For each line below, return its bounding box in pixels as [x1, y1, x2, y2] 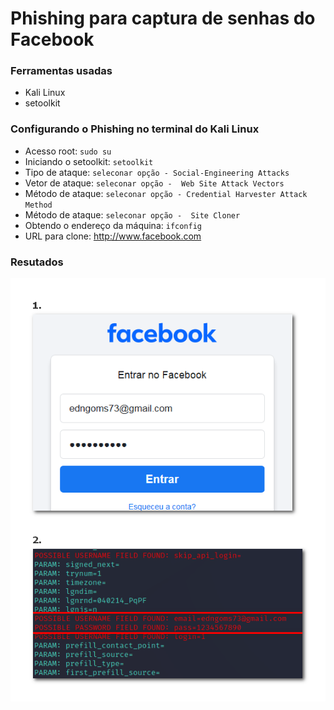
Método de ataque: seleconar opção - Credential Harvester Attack [24, 187, 308, 199]
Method [24, 200, 53, 210]
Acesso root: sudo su [24, 145, 112, 157]
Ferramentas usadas [10, 64, 113, 78]
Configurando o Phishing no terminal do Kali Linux [10, 122, 260, 136]
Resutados [10, 255, 64, 269]
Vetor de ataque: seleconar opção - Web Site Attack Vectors [24, 177, 285, 189]
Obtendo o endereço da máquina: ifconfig [24, 219, 203, 231]
